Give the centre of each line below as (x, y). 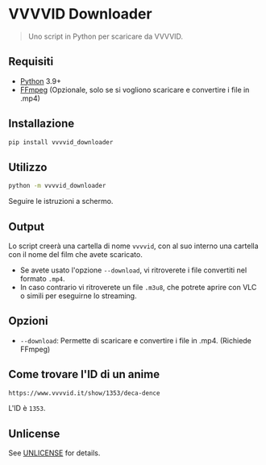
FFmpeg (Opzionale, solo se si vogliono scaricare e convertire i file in (135, 89)
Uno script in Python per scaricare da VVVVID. (106, 36)
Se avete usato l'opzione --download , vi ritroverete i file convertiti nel (133, 270)
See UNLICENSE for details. (54, 453)
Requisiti (31, 62)
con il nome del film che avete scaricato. (75, 254)
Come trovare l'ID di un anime (84, 374)
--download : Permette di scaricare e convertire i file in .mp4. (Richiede (136, 340)
